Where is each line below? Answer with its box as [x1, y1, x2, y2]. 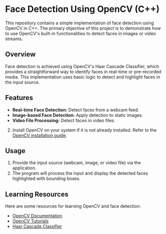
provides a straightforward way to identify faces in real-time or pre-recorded [5, 69, 162, 75]
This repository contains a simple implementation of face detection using [5, 20, 155, 26]
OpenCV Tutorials [12, 218, 49, 224]
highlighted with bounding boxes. [12, 175, 81, 182]
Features [5, 93, 33, 102]
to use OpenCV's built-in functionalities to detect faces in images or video [5, 30, 156, 36]
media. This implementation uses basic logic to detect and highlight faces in [5, 74, 160, 80]
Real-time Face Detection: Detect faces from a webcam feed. [12, 107, 140, 113]
